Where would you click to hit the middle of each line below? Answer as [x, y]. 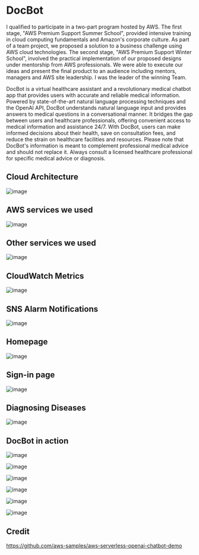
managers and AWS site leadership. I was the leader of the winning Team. [97, 77]
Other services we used [51, 243]
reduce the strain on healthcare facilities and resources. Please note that [95, 139]
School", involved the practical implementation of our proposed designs [94, 58]
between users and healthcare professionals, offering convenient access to [99, 120]
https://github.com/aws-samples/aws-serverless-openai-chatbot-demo [94, 546]
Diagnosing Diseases [46, 408]
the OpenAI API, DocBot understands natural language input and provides [96, 108]
